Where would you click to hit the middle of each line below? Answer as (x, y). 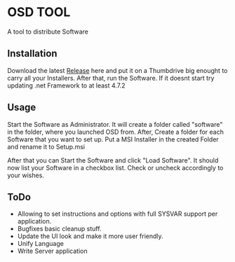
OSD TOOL (39, 12)
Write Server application (52, 251)
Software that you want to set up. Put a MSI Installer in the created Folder (113, 139)
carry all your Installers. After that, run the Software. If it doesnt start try (111, 78)
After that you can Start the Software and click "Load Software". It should (113, 160)
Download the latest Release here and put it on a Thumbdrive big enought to (117, 70)
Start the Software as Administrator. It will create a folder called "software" (115, 124)
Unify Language (41, 244)
